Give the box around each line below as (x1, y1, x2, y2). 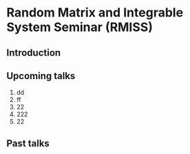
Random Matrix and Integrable (6, 5, 184, 21)
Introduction (6, 47, 61, 58)
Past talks (6, 137, 50, 149)
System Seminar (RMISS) (6, 19, 153, 35)
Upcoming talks (6, 70, 76, 82)
